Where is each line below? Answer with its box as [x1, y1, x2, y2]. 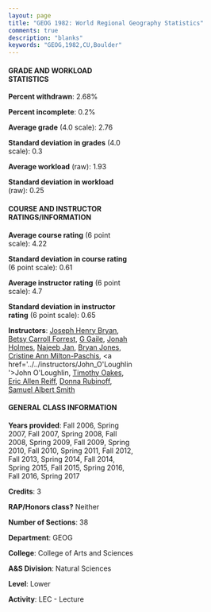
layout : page [8, 11, 52, 20]
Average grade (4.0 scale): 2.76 [8, 122, 113, 132]
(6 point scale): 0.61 [8, 262, 73, 272]
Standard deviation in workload [8, 177, 114, 187]
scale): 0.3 [8, 146, 43, 156]
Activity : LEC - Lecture [8, 594, 85, 604]
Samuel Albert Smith [8, 385, 75, 394]
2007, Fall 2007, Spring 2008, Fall [8, 428, 117, 438]
